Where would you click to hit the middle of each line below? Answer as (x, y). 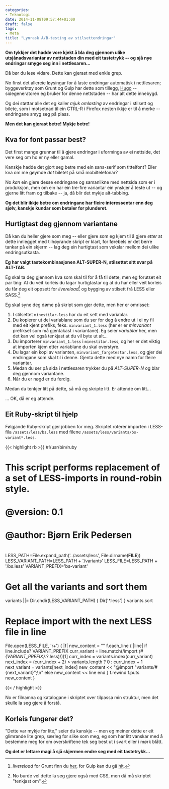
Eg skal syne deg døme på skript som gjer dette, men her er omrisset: (77, 305)
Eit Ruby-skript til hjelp (41, 414)
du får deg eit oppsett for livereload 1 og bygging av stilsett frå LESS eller (80, 288)
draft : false (19, 24)
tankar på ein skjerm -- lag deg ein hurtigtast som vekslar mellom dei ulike (82, 247)
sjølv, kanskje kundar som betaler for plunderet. (57, 208)
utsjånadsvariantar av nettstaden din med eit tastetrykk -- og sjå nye (79, 58)
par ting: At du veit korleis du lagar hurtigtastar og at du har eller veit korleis (83, 282)
